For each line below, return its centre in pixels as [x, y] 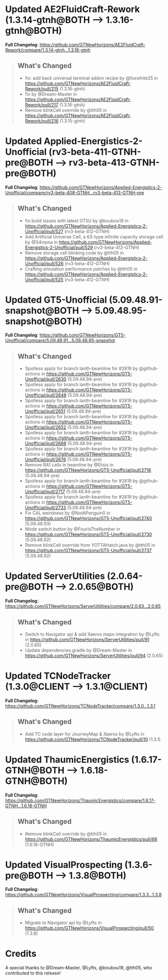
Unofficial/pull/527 [44, 231]
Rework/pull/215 [42, 89]
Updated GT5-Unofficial [56, 300]
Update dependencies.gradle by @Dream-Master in [78, 650]
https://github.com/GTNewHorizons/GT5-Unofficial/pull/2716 [88, 470]
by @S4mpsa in [41, 242]
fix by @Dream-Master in [51, 94]
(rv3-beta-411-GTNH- [95, 152]
